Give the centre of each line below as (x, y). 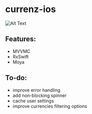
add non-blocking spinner (39, 95)
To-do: (16, 78)
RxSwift (20, 56)
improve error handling (36, 90)
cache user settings (33, 101)
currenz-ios (31, 9)
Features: (21, 39)
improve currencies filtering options (50, 106)
